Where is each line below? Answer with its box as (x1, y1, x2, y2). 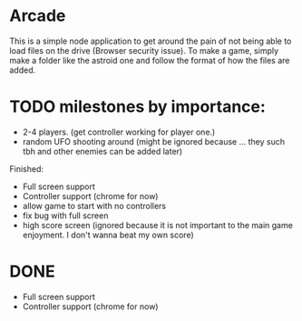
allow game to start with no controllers (22, 200, 166, 211)
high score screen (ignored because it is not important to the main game (22, 219, 293, 230)
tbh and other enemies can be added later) (22, 145, 183, 156)
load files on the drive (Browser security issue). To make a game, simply (9, 45, 279, 55)
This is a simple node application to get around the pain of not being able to (9, 35, 292, 46)
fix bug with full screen (22, 210, 109, 221)
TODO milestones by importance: (9, 96, 266, 117)
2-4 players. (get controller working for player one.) (22, 126, 216, 137)
